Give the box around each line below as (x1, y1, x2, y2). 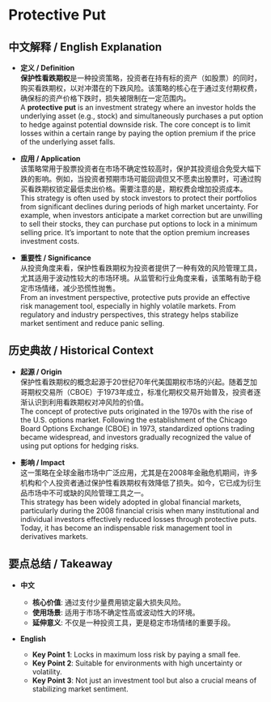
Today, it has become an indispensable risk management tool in (19, 523, 233, 533)
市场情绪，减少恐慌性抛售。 (27, 284, 120, 293)
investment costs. (19, 237, 79, 246)
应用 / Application (19, 154, 81, 163)
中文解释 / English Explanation (8, 40, 163, 54)
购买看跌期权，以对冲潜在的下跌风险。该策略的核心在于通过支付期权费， (19, 83, 261, 92)
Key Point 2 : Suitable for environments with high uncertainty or (32, 658, 243, 668)
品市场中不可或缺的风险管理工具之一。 (19, 488, 148, 498)
